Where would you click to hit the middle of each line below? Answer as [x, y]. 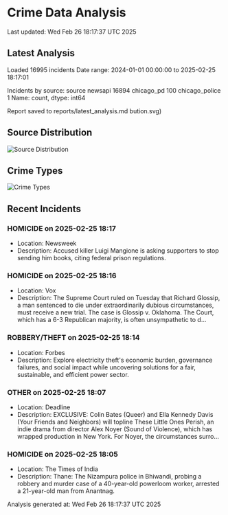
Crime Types [35, 171]
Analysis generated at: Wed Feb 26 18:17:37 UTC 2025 [84, 504]
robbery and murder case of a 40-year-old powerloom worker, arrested [118, 484]
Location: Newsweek [47, 243]
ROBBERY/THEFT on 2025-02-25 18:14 [73, 338]
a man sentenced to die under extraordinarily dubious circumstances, [115, 305]
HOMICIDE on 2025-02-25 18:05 [62, 454]
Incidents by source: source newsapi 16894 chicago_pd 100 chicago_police [114, 90]
